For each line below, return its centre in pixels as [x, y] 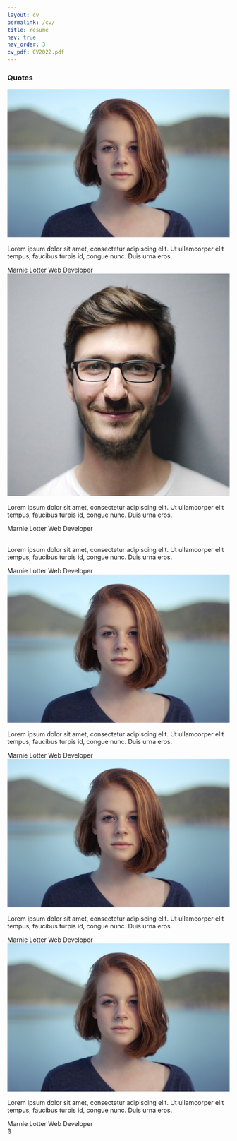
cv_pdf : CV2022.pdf [36, 52]
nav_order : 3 [26, 45]
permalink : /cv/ [31, 22]
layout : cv [23, 15]
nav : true [22, 37]
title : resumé [28, 30]
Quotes [20, 78]
